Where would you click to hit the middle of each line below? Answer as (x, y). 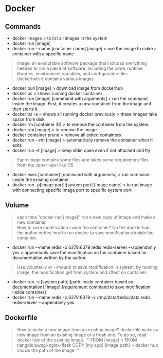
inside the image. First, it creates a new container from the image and (82, 104)
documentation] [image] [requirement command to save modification (81, 287)
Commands (23, 27)
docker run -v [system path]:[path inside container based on (73, 281)
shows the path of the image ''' (48, 350)
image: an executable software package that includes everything (82, 63)
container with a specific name (43, 54)
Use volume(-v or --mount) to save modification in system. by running (87, 267)
